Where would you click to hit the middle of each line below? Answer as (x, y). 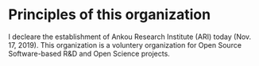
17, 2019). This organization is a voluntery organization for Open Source (125, 45)
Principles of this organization (110, 15)
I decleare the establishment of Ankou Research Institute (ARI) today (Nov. (130, 37)
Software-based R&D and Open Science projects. (89, 53)
